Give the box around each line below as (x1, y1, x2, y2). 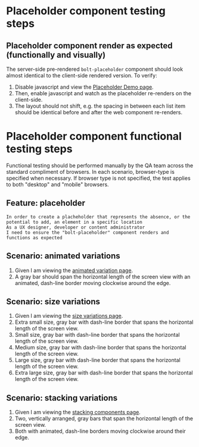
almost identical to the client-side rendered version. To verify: (6, 72, 157, 79)
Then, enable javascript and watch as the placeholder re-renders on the (14, 90, 192, 96)
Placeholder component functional (6, 130, 182, 143)
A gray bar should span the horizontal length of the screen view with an (14, 273, 191, 280)
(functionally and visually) (6, 49, 106, 60)
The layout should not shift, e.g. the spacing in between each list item (14, 102, 186, 110)
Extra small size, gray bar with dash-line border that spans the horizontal (14, 318, 194, 326)
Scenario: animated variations (6, 251, 120, 261)
